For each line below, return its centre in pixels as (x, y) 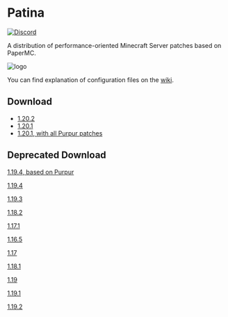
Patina (26, 13)
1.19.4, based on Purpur (41, 172)
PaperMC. (22, 53)
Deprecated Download (57, 155)
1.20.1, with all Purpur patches (60, 133)
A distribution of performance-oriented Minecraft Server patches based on (114, 45)
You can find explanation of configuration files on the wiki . (90, 80)
